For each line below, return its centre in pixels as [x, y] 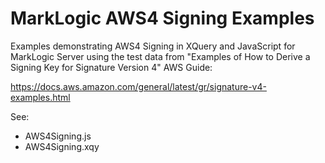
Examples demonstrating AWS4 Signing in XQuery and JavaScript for [153, 46]
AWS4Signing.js [58, 136]
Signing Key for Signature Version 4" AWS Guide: [111, 67]
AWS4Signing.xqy [62, 146]
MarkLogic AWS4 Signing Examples [162, 18]
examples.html [40, 97]
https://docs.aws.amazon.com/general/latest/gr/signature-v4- [138, 86]
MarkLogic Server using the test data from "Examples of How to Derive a [160, 56]
